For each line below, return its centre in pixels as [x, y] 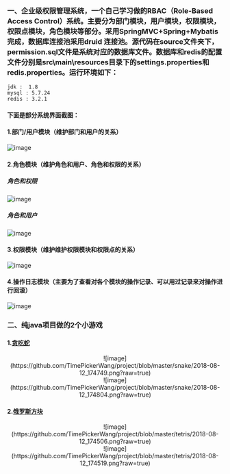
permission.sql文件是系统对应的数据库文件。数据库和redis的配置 [115, 51]
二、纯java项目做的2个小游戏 [55, 325]
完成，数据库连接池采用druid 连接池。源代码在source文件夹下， [113, 41]
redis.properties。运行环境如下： [63, 72]
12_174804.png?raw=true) [115, 395]
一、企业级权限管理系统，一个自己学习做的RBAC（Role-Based [110, 10]
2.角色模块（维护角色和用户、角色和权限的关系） [76, 164]
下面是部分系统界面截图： [43, 115]
